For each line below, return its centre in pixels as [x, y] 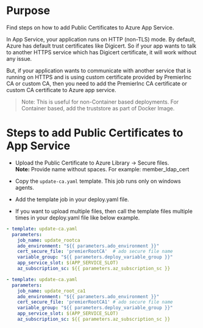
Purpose [28, 11]
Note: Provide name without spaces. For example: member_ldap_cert [102, 169]
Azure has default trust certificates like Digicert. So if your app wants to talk [101, 46]
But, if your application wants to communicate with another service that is [99, 70]
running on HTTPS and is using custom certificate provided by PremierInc [99, 77]
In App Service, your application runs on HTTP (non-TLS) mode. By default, [101, 39]
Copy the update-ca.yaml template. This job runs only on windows [98, 181]
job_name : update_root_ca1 [52, 291]
